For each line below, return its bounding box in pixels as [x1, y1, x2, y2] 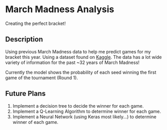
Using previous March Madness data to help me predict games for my [5, 48, 151, 54]
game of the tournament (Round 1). [5, 75, 78, 81]
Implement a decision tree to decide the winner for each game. [12, 103, 144, 109]
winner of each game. [12, 119, 59, 125]
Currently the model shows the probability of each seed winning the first [5, 69, 156, 75]
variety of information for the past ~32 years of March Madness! [5, 59, 140, 66]
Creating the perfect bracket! [5, 20, 66, 26]
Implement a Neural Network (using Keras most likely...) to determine [12, 113, 157, 120]
